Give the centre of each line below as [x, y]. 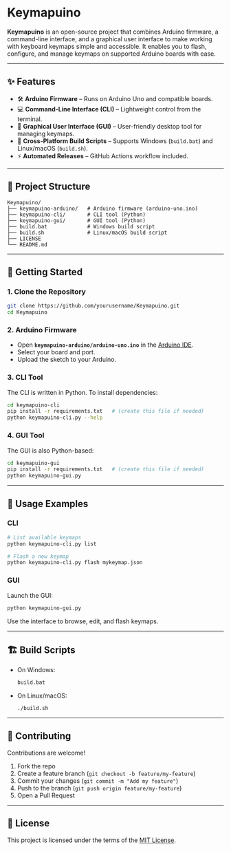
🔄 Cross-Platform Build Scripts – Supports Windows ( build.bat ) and [115, 141]
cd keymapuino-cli [33, 405]
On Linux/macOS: [42, 696]
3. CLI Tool [25, 378]
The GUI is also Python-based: [51, 450]
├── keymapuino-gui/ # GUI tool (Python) [77, 220]
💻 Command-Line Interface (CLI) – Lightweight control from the [109, 109]
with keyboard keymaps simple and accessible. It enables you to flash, [107, 46]
